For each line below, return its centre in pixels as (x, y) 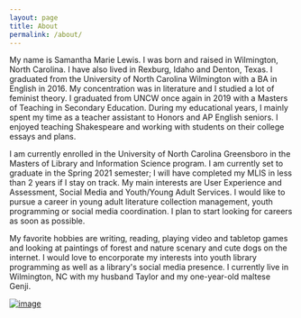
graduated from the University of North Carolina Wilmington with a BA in (143, 79)
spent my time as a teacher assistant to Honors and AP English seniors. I (144, 117)
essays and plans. (43, 137)
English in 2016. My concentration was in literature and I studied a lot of (142, 89)
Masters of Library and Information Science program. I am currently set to (146, 164)
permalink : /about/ (46, 34)
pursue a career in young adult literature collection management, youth (141, 202)
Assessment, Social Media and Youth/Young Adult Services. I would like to (147, 192)
